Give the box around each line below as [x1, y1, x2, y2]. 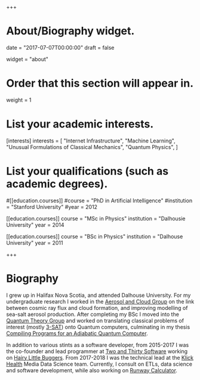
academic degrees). [6, 177, 108, 190]
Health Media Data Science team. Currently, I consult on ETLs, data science [6, 360, 193, 367]
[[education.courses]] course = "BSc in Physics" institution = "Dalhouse [6, 233, 183, 240]
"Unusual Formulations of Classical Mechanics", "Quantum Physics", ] [6, 143, 178, 150]
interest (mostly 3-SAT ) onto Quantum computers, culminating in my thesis [6, 323, 190, 330]
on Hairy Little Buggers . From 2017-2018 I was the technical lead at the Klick [6, 354, 194, 361]
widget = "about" [6, 55, 49, 63]
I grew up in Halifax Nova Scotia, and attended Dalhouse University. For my [6, 291, 191, 299]
